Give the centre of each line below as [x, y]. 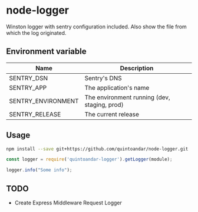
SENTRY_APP [28, 87]
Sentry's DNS [103, 78]
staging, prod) [104, 105]
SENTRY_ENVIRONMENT [44, 101]
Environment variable [46, 52]
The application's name [117, 87]
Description [137, 68]
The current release [112, 114]
